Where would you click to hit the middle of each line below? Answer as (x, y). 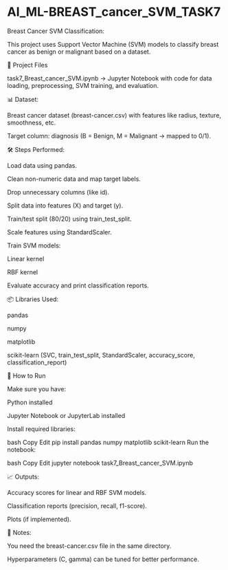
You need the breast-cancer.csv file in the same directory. (89, 546)
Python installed (30, 402)
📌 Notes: (20, 532)
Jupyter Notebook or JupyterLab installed (66, 415)
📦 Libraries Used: (33, 299)
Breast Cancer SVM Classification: (56, 31)
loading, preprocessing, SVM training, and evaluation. (83, 85)
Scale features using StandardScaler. (59, 232)
